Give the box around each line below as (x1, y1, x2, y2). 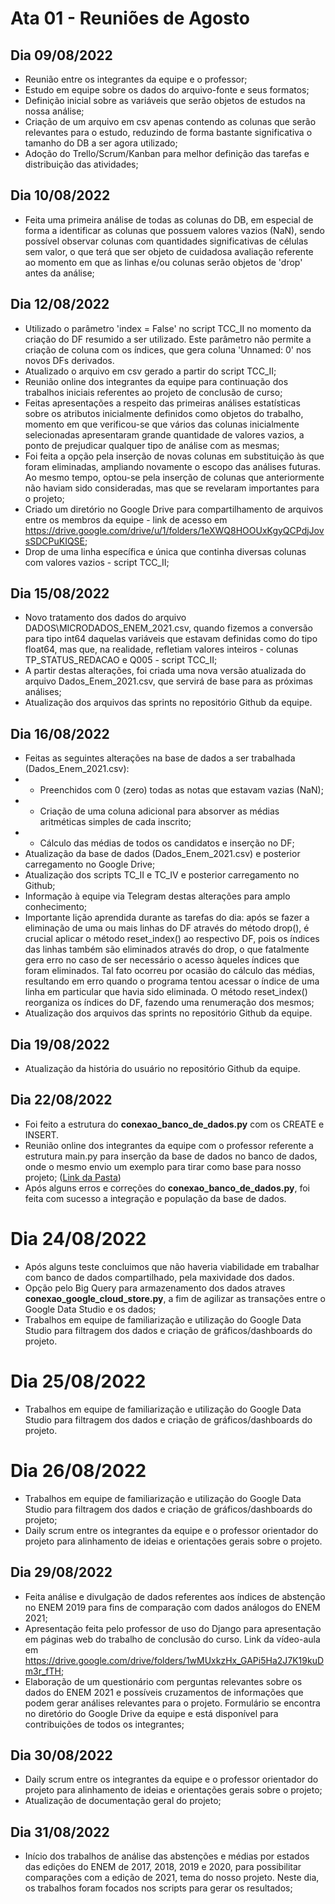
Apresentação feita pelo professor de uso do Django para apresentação (24, 1622, 322, 1634)
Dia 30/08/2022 (10, 1747, 113, 1764)
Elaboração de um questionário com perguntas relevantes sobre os (24, 1675, 303, 1687)
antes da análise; (24, 267, 95, 279)
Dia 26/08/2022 (10, 1459, 147, 1482)
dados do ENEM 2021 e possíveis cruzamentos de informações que (24, 1686, 304, 1698)
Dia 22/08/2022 (10, 1092, 113, 1109)
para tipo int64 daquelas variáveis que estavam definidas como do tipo (24, 633, 318, 645)
